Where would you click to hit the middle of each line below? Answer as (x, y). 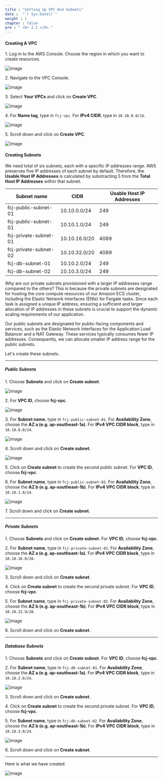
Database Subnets (24, 646)
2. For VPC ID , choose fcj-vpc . (36, 400)
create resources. (23, 59)
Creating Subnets (23, 155)
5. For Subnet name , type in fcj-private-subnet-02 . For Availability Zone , (79, 601)
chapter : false (21, 23)
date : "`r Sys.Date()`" (31, 14)
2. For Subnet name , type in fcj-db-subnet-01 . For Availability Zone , (74, 668)
